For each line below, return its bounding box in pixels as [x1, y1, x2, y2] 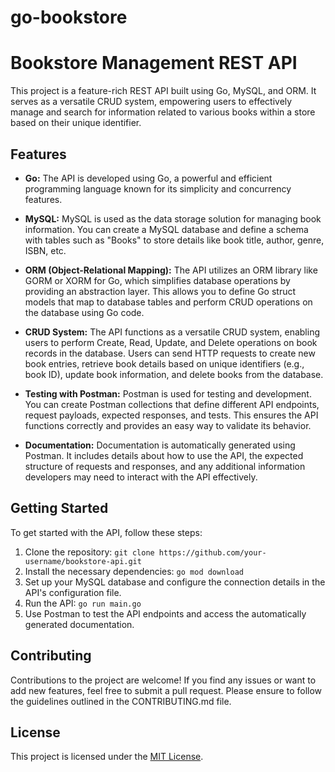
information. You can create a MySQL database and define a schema [24, 223, 309, 235]
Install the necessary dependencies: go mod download [24, 565, 244, 577]
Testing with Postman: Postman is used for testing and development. [24, 387, 312, 400]
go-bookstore [10, 6, 128, 29]
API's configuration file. [24, 586, 122, 598]
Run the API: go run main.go [24, 597, 142, 609]
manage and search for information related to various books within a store [10, 106, 316, 118]
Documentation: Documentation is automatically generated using [24, 439, 296, 451]
